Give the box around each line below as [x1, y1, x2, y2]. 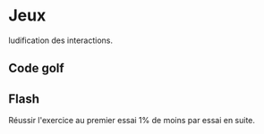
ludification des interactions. [8, 35, 114, 46]
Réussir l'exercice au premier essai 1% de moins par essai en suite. [8, 115, 256, 126]
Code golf [8, 61, 64, 76]
